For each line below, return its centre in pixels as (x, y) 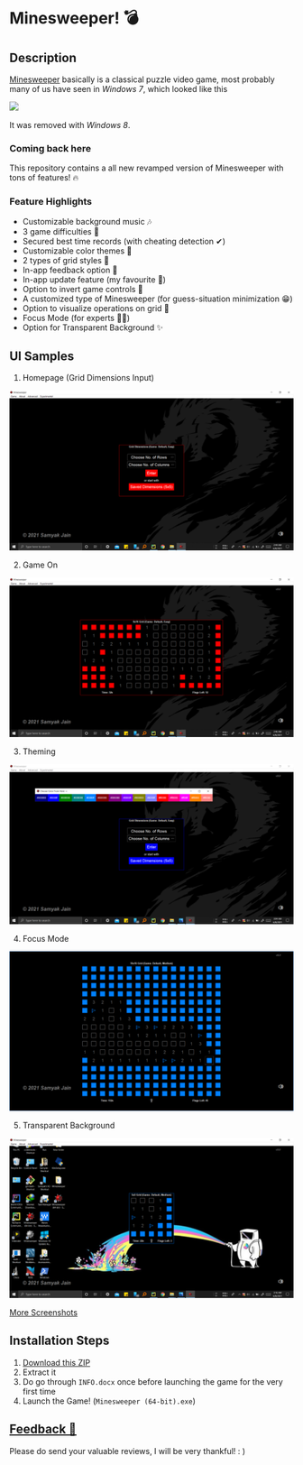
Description (43, 57)
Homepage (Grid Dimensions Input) (88, 378)
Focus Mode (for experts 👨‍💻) (76, 318)
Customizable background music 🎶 (87, 221)
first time (39, 1391)
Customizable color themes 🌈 (77, 251)
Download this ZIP (56, 1362)
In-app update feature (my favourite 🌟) (94, 279)
